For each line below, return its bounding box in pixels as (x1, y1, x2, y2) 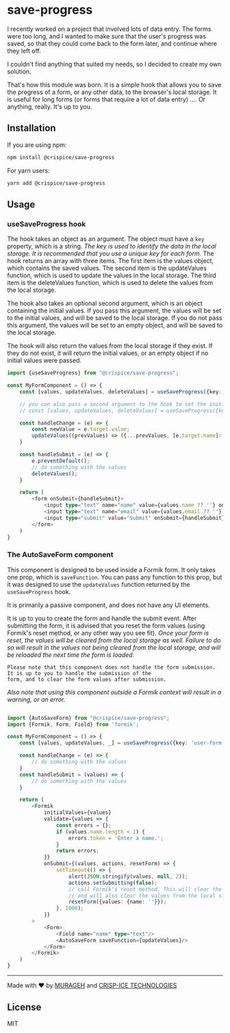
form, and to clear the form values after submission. (7, 676, 167, 683)
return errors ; (55, 848, 99, 854)
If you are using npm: (7, 140, 67, 149)
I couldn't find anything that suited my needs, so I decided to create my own (7, 60, 222, 68)
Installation (7, 122, 56, 134)
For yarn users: (7, 166, 50, 174)
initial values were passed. (7, 356, 82, 365)
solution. (7, 67, 32, 76)
